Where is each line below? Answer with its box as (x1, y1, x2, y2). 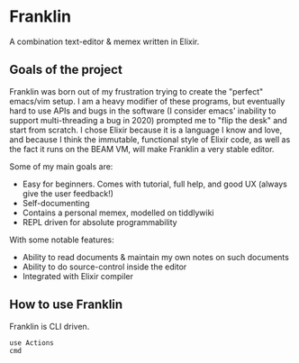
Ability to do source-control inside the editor (22, 261, 187, 272)
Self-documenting (22, 197, 90, 208)
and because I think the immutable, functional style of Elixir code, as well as (9, 133, 291, 145)
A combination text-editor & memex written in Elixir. (9, 36, 200, 47)
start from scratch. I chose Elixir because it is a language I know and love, (9, 124, 283, 135)
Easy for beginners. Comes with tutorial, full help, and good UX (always (22, 178, 288, 189)
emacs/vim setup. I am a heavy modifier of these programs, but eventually (9, 95, 285, 106)
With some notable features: (9, 234, 114, 245)
